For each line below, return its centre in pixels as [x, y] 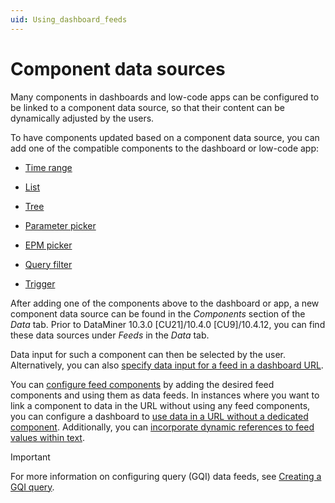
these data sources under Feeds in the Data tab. [110, 335]
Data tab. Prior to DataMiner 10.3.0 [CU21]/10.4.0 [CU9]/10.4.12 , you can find [168, 324]
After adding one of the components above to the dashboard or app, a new [165, 303]
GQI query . [32, 487]
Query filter [48, 264]
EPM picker [48, 245]
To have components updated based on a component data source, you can [165, 137]
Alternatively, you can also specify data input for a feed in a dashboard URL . [167, 365]
